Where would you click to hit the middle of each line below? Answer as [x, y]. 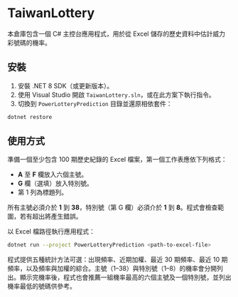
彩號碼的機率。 [29, 42]
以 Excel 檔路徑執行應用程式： [52, 231]
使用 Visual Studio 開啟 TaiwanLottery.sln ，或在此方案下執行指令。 [116, 95]
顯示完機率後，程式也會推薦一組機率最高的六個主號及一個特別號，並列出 [125, 277]
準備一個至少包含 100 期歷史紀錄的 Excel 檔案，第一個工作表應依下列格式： [117, 160]
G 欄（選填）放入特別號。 [55, 184]
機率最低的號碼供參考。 [42, 286]
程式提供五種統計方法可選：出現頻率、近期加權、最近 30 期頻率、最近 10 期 [118, 260]
